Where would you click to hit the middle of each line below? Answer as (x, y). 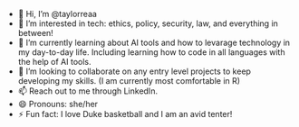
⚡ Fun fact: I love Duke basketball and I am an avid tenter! (125, 114)
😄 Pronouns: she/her (58, 104)
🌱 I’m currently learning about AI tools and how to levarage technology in (154, 42)
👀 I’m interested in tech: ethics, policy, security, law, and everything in (148, 23)
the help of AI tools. (55, 62)
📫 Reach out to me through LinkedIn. (88, 91)
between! (36, 33)
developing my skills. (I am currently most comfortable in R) (129, 81)
